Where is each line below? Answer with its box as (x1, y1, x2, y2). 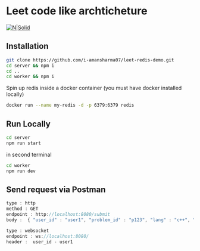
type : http (6, 200, 36, 206)
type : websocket (6, 228, 49, 234)
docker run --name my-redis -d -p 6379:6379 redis (6, 103, 135, 109)
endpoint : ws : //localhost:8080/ (6, 233, 89, 239)
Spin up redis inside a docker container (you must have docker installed (6, 85, 182, 92)
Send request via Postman (6, 184, 106, 194)
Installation (6, 41, 49, 51)
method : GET (6, 206, 39, 212)
